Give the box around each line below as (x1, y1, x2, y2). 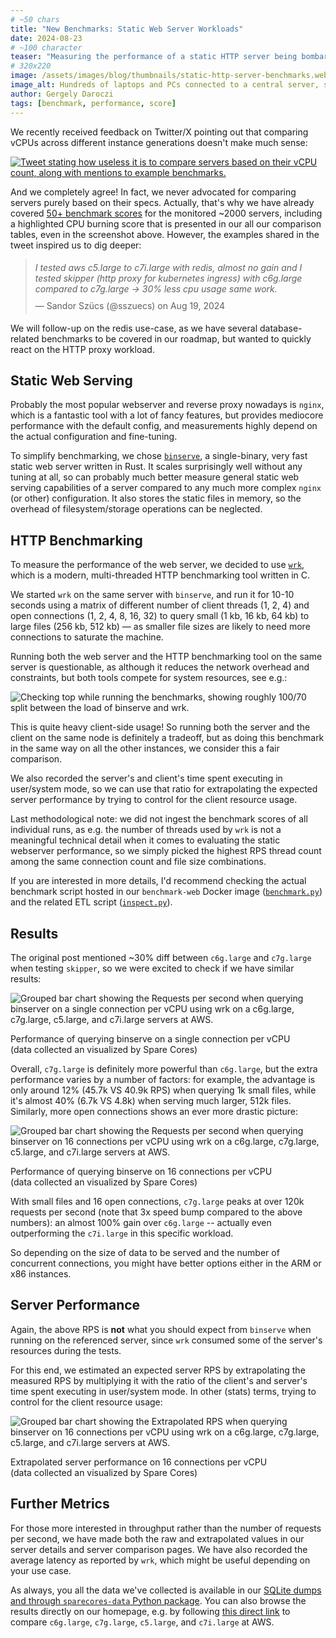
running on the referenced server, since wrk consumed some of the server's (10, 1334, 323, 1346)
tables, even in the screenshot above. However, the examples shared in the (10, 228, 320, 240)
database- (259, 322, 303, 334)
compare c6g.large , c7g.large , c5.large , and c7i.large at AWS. (10, 1616, 275, 1628)
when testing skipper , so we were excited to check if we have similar (10, 962, 295, 974)
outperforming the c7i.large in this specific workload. (10, 1227, 234, 1239)
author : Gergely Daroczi (10, 89, 114, 99)
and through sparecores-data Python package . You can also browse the (10, 1594, 307, 1606)
